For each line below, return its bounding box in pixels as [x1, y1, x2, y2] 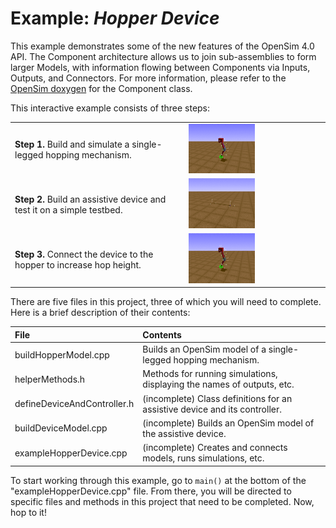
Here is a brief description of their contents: [10, 307, 191, 319]
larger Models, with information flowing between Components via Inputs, [10, 61, 311, 73]
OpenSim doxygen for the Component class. [10, 82, 193, 94]
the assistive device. [142, 427, 227, 439]
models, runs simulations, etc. [142, 452, 265, 464]
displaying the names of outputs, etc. [142, 378, 295, 391]
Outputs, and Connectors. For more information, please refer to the [10, 72, 287, 84]
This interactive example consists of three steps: [10, 102, 211, 114]
